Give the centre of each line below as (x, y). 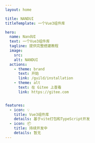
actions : (18, 64)
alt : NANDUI (26, 60)
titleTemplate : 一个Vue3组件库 (35, 23)
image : (16, 50)
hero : (11, 32)
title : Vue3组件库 (32, 114)
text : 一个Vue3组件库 (30, 42)
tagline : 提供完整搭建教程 (34, 46)
